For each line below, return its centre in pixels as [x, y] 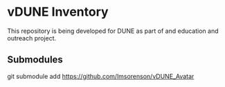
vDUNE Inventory [58, 12]
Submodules [35, 60]
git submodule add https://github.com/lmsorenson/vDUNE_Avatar [101, 76]
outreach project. [32, 38]
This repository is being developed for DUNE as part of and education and [113, 31]
